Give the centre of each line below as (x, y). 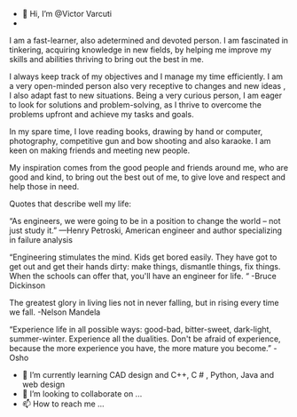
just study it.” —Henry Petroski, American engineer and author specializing (145, 230)
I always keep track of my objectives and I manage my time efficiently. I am (146, 76)
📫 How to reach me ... (63, 404)
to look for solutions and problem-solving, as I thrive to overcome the (135, 105)
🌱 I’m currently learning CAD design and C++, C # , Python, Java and (148, 375)
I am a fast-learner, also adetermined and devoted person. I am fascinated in (149, 40)
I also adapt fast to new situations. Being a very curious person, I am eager (146, 95)
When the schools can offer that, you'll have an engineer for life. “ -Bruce (143, 276)
